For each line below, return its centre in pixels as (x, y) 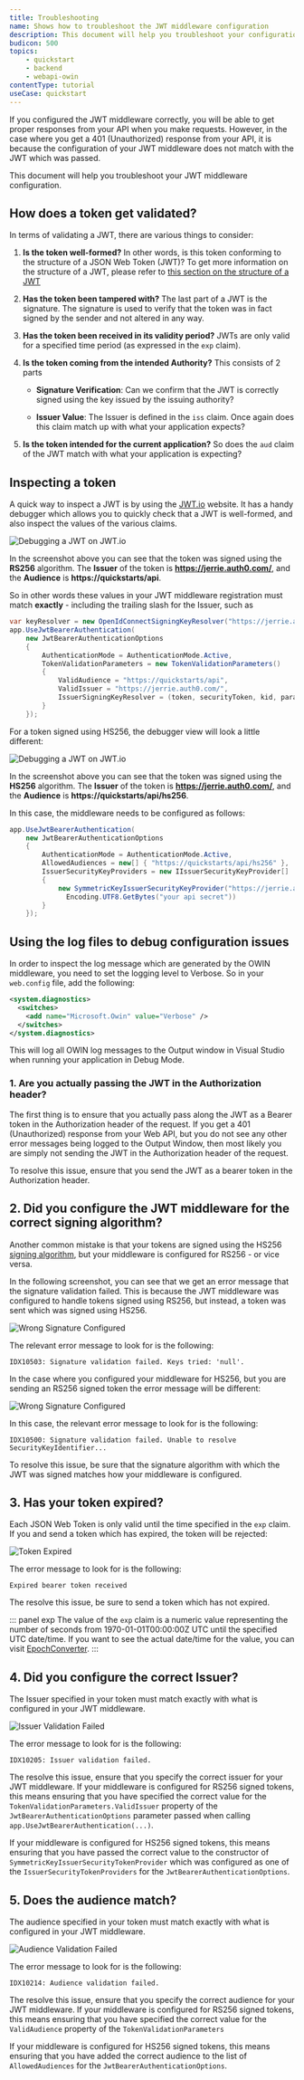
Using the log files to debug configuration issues (149, 942)
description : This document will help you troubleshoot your (127, 34)
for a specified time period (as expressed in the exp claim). (132, 346)
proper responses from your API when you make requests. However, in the (148, 129)
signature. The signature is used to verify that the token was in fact (147, 309)
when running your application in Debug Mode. (97, 1060)
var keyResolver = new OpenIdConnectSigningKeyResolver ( (119, 622)
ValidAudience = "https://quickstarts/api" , (143, 681)
